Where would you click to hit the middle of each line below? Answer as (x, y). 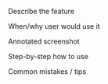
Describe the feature (41, 11)
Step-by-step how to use (48, 56)
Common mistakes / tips (47, 72)
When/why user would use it (54, 26)
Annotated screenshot (44, 41)
